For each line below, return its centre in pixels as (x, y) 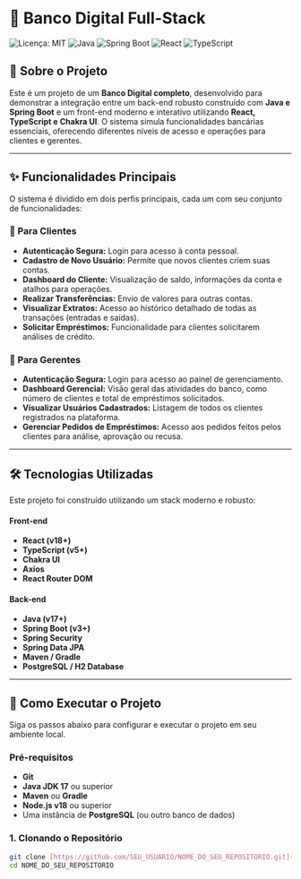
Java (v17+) (44, 619)
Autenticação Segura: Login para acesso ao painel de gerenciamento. (153, 379)
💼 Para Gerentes (45, 359)
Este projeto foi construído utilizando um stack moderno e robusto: (133, 500)
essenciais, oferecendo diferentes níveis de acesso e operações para (138, 131)
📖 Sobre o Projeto (59, 71)
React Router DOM (57, 579)
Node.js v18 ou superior (67, 806)
